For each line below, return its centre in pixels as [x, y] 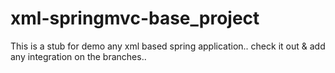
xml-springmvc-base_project [135, 18]
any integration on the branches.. [78, 56]
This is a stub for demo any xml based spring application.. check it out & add [168, 46]
